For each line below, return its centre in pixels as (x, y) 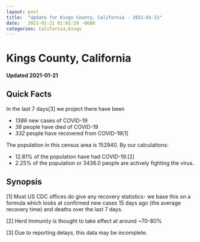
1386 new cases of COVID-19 (51, 120)
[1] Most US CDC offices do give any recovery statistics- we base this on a (98, 196)
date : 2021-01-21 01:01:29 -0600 (51, 23)
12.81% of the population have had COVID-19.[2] (75, 157)
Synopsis (24, 182)
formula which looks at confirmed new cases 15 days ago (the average (94, 203)
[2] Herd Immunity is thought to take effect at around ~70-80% (84, 221)
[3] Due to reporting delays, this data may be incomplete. (77, 232)
